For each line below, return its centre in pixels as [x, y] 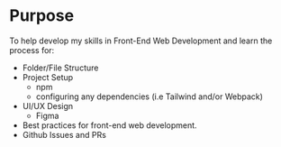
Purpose [42, 16]
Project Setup [48, 77]
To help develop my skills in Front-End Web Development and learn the [141, 41]
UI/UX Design [48, 106]
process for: [32, 50]
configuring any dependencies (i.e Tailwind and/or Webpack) [150, 96]
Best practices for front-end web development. [109, 125]
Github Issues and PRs [64, 134]
